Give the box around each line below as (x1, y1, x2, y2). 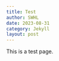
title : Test (6, 8, 36, 15)
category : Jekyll (6, 25, 50, 32)
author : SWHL (6, 14, 39, 21)
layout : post (6, 31, 39, 37)
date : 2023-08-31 (6, 20, 50, 26)
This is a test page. (6, 48, 54, 55)
